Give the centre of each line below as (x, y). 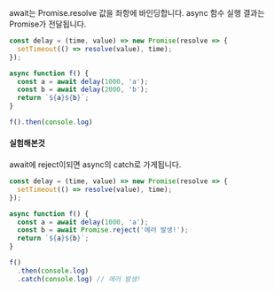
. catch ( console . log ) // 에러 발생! (79, 279)
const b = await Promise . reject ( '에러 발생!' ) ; (103, 230)
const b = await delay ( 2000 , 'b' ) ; (83, 90)
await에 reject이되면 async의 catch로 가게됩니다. (95, 165)
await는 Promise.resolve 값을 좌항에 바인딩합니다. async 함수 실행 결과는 (137, 13)
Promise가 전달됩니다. (48, 24)
